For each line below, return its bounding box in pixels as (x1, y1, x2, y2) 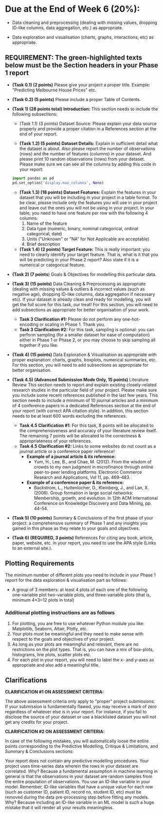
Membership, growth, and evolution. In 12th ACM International (34, 495, 158, 501)
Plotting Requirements (5, 559, 74, 567)
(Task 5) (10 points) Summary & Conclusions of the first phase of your (12, 515, 153, 521)
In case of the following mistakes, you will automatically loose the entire (5, 738, 149, 744)
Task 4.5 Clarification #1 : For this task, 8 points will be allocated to (19, 422, 154, 428)
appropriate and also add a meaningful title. (12, 662, 100, 668)
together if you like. (19, 342, 58, 348)
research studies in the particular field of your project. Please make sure (12, 387, 157, 393)
